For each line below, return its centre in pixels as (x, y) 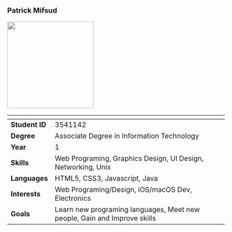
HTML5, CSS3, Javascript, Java (106, 179)
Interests (26, 194)
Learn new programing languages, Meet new (127, 210)
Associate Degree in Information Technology (127, 136)
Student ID (29, 125)
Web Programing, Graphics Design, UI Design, (129, 159)
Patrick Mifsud (32, 10)
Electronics (73, 198)
